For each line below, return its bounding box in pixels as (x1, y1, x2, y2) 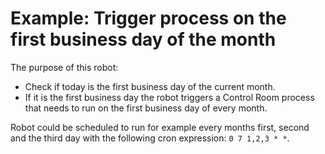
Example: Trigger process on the (10, 7, 287, 30)
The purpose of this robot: (10, 61, 119, 73)
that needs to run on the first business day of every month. (24, 102, 268, 114)
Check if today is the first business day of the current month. (24, 80, 276, 92)
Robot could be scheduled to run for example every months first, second (10, 121, 310, 133)
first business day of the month (10, 28, 277, 51)
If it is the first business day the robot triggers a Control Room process (24, 91, 315, 103)
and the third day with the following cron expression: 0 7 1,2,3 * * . (10, 132, 290, 144)
